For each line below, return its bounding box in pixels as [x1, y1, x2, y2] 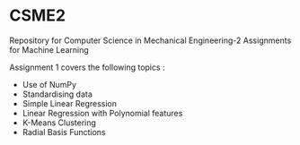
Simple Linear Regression [22, 98, 118, 108]
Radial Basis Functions [22, 126, 106, 137]
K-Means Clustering [22, 117, 97, 128]
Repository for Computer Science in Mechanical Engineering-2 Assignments [9, 35, 292, 46]
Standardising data [22, 89, 93, 99]
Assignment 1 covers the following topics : [9, 62, 165, 72]
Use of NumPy [22, 79, 77, 90]
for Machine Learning [9, 44, 90, 55]
